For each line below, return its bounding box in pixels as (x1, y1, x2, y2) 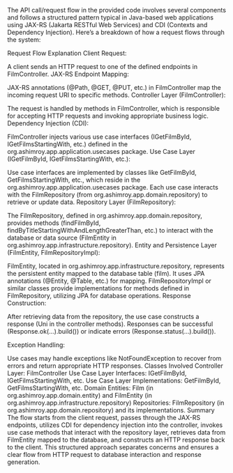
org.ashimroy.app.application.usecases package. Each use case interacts (7, 183, 218, 191)
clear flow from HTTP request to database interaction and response (7, 451, 202, 458)
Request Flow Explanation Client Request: (7, 49, 127, 57)
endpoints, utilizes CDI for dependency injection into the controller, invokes (7, 421, 223, 429)
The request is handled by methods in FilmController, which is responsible (7, 104, 220, 112)
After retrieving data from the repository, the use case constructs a (7, 313, 200, 320)
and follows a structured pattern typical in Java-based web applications (7, 13, 214, 22)
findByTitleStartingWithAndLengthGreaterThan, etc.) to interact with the (7, 226, 213, 234)
